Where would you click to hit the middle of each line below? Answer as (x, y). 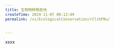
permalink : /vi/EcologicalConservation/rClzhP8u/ (58, 19)
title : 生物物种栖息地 (26, 10)
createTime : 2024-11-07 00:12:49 (40, 14)
